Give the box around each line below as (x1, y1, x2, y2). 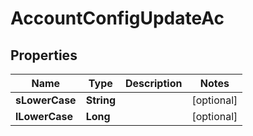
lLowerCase (15, 110, 74, 123)
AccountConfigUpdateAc (10, 7, 225, 30)
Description (124, 77, 183, 90)
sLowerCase (15, 93, 77, 107)
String (85, 93, 116, 107)
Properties (10, 47, 78, 64)
